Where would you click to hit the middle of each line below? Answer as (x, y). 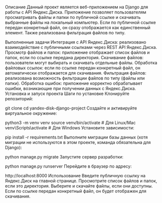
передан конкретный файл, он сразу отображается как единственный (78, 28)
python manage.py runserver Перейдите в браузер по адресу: (68, 166)
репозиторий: (19, 99)
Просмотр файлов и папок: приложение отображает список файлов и (77, 52)
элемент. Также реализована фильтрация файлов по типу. (65, 33)
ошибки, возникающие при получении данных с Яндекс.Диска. (71, 88)
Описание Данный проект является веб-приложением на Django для (77, 7)
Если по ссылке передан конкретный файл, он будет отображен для (76, 191)
